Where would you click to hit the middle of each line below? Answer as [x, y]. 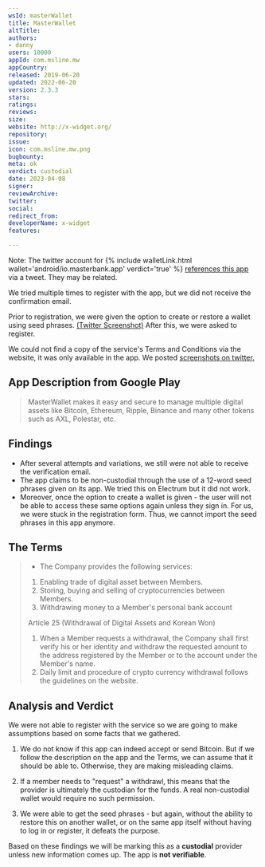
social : [21, 208]
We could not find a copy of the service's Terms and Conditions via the [125, 349]
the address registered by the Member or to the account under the [148, 656]
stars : [19, 97]
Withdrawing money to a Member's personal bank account [136, 608]
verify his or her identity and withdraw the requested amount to [143, 647]
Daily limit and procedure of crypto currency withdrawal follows [144, 672]
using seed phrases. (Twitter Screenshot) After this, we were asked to [123, 325]
